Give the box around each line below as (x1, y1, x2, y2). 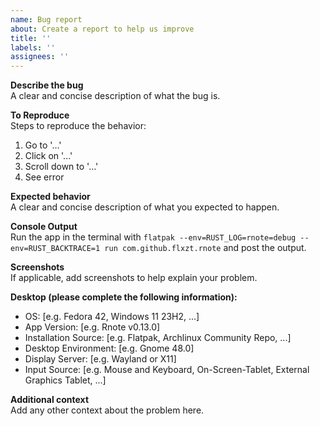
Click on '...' (24, 150, 73, 162)
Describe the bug (10, 79, 84, 91)
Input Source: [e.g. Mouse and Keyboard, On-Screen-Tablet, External (24, 364, 310, 376)
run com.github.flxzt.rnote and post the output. (104, 242, 307, 254)
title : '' (10, 33, 52, 43)
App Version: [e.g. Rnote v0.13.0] (24, 321, 161, 333)
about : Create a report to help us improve (10, 24, 195, 34)
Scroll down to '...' (24, 161, 99, 173)
